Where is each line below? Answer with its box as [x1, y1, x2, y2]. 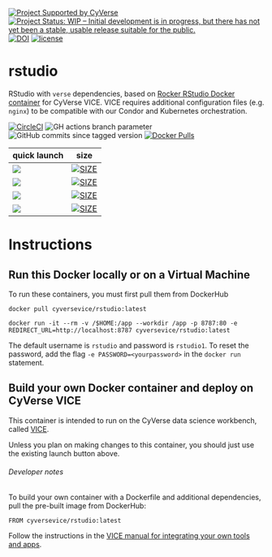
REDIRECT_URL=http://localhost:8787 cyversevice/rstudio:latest [8, 326, 231, 335]
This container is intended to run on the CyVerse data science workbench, [8, 415, 257, 425]
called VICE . [8, 424, 50, 434]
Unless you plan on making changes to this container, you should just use [8, 439, 254, 450]
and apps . [8, 539, 42, 549]
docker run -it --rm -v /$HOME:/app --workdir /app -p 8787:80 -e [8, 319, 238, 327]
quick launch [12, 149, 64, 161]
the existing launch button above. [8, 448, 120, 458]
